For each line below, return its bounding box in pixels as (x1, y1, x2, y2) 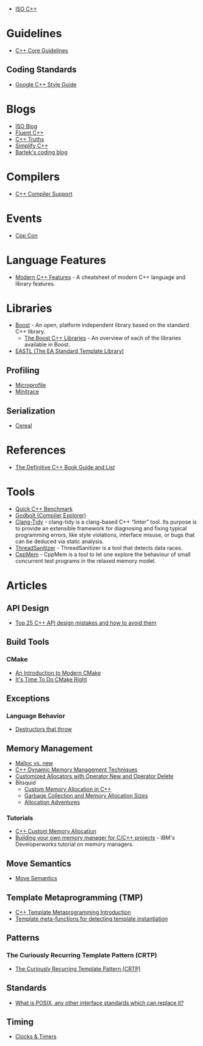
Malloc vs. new (15, 760, 54, 767)
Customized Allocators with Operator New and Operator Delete (15, 773, 174, 780)
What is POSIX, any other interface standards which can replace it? (15, 999, 184, 1006)
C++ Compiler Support (15, 190, 73, 198)
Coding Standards (6, 64, 77, 75)
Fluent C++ (15, 128, 44, 136)
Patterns (6, 933, 40, 943)
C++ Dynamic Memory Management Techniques (15, 766, 138, 773)
